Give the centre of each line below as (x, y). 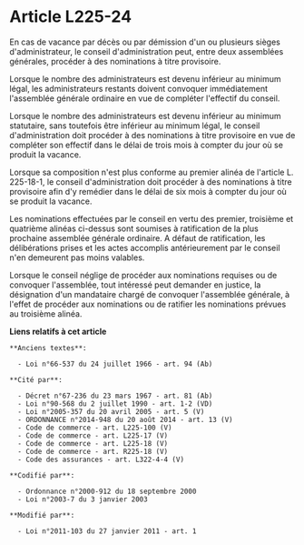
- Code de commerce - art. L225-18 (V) (93, 443)
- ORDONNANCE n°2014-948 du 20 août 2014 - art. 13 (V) (125, 419)
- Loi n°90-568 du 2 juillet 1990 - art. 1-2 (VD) (115, 404)
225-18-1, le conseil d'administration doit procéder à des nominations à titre (151, 182)
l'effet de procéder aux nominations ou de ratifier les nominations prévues (148, 304)
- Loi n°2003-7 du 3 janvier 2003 (83, 499)
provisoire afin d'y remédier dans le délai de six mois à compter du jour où (148, 191)
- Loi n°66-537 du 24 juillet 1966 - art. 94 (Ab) (115, 364)
